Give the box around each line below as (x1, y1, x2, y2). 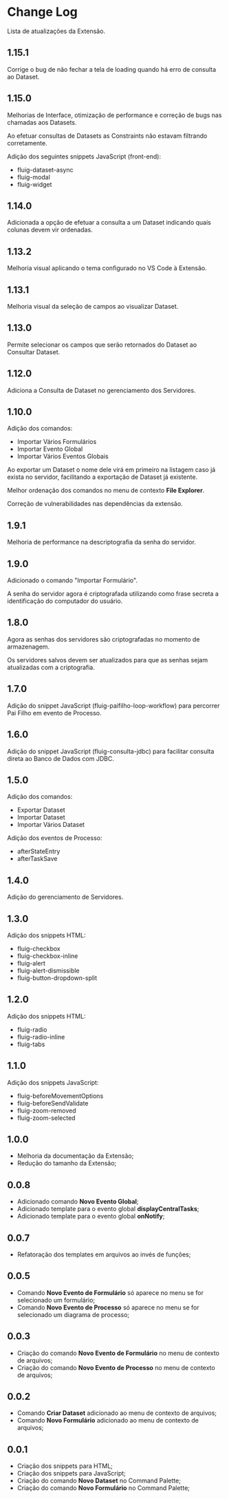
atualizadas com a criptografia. (7, 663, 95, 671)
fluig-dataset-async (17, 165, 74, 174)
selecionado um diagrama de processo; (17, 1310, 130, 1318)
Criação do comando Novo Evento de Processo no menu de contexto (17, 1363, 215, 1371)
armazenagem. (7, 642, 50, 651)
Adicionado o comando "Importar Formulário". (7, 576, 138, 584)
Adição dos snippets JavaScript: (7, 1078, 99, 1086)
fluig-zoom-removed (17, 1106, 76, 1114)
